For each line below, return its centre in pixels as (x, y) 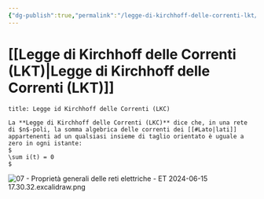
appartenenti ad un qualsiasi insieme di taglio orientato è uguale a (126, 136)
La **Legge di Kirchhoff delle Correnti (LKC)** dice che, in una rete (128, 123)
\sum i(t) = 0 (31, 157)
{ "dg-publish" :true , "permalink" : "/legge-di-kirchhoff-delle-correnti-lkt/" (135, 15)
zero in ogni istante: (45, 143)
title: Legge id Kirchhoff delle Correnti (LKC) (89, 109)
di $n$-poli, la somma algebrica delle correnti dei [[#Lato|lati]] (123, 129)
